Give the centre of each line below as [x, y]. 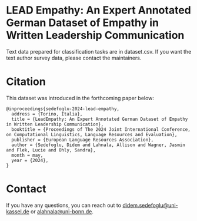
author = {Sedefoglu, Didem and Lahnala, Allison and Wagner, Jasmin [98, 145]
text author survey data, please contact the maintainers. [74, 58]
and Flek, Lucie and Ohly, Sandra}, [51, 150]
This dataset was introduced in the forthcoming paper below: [80, 98]
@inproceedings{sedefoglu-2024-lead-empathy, [63, 109]
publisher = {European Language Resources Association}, [83, 140]
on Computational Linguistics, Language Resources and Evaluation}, [92, 134]
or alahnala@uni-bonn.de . [62, 211]
